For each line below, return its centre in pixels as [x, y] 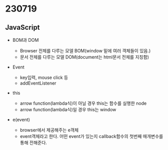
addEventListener [38, 83]
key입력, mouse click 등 [44, 78]
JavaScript [23, 27]
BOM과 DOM [26, 40]
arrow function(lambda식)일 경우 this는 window [68, 109]
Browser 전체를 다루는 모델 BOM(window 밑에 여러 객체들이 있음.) [85, 51]
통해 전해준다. [33, 142]
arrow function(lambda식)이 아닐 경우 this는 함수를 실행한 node [83, 103]
